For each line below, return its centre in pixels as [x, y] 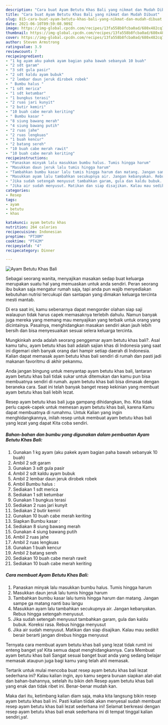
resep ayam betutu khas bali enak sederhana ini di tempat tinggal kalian [79, 712]
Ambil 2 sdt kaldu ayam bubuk [44, 473]
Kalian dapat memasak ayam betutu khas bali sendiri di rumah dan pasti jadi [84, 356]
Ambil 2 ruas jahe [31, 537]
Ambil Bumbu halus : [34, 484]
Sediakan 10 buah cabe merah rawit [50, 558]
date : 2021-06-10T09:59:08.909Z [39, 24]
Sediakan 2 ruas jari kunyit [40, 505]
